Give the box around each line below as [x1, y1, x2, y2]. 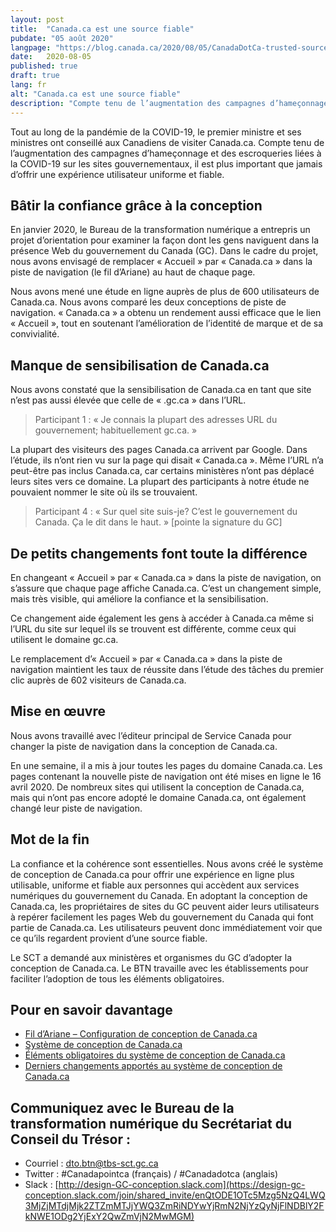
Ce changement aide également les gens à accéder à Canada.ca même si [10, 612, 314, 624]
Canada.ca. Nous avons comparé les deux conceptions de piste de [10, 296, 287, 308]
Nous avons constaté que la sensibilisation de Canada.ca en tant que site [10, 384, 312, 396]
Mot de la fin [10, 831, 90, 848]
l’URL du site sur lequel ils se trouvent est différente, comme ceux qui [10, 622, 297, 635]
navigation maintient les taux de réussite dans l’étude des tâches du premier [10, 663, 324, 675]
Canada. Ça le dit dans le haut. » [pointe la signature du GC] [34, 516, 283, 528]
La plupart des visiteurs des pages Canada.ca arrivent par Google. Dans [10, 444, 308, 456]
